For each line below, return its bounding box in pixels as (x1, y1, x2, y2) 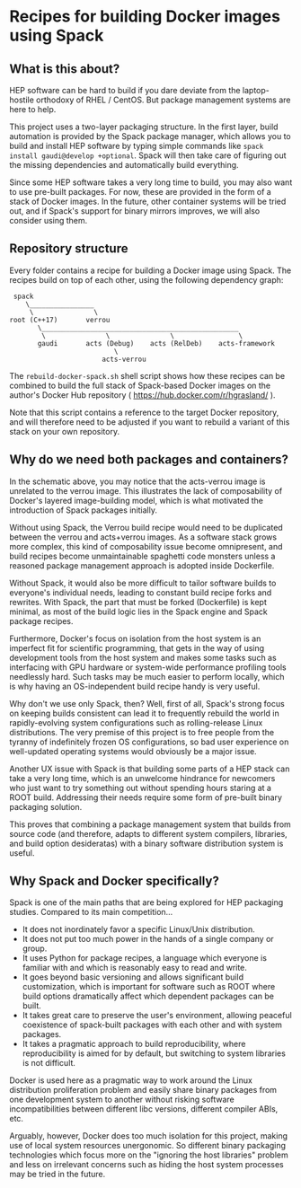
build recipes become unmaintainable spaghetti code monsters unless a (9, 550, 276, 561)
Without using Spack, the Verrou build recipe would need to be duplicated (9, 522, 283, 532)
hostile (9, 94, 34, 105)
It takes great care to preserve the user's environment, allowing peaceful (22, 1010, 292, 1021)
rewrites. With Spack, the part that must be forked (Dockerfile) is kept (9, 596, 267, 607)
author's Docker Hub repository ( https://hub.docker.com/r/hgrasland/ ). (9, 389, 276, 400)
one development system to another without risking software (9, 1094, 235, 1105)
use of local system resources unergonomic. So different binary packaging (9, 1140, 286, 1151)
